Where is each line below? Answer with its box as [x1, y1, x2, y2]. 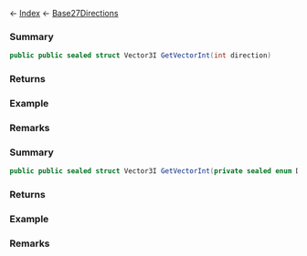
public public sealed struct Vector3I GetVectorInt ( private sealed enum [9, 167, 292, 176]
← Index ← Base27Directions [9, 8, 119, 18]
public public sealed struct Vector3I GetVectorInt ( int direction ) [9, 51, 272, 60]
